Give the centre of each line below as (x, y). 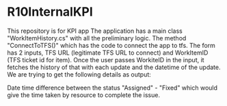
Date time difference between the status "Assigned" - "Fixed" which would (112, 88)
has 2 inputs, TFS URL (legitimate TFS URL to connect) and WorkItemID (108, 53)
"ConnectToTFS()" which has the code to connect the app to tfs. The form (111, 45)
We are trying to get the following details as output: (79, 74)
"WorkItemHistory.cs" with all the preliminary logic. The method (97, 38)
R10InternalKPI (50, 12)
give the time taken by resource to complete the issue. (84, 95)
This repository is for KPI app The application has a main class (95, 31)
